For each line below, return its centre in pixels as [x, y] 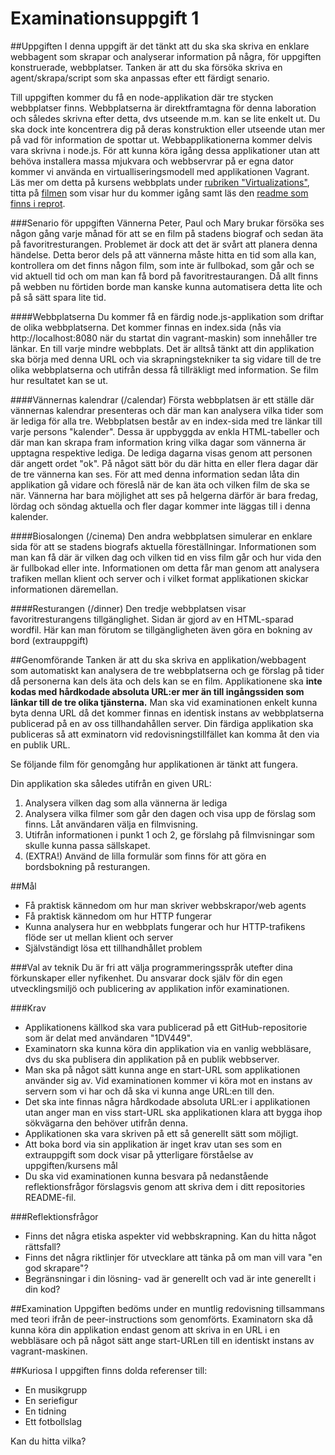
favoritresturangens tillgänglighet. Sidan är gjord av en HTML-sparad [152, 619]
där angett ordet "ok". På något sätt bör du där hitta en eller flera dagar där [164, 463]
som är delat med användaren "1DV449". [108, 1038]
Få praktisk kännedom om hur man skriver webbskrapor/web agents [165, 905]
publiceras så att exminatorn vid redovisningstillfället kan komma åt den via [165, 734]
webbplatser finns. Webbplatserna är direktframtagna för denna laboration [163, 108]
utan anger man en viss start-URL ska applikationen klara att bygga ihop [173, 1112]
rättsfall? [43, 1246]
